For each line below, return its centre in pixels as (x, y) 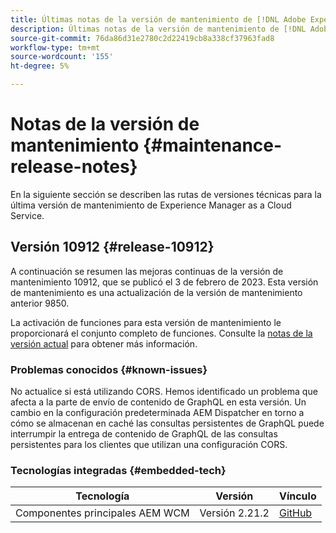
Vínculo (297, 496)
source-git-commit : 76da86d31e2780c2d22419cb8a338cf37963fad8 (142, 38)
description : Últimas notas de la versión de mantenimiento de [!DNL (158, 29)
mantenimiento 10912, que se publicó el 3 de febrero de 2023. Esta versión (164, 282)
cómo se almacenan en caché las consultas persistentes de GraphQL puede (167, 423)
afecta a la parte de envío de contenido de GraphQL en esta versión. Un (158, 402)
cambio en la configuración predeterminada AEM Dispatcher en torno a (157, 413)
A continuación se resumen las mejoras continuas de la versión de (147, 271)
